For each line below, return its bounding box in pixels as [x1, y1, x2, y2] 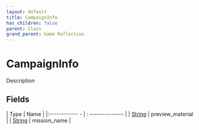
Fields [6, 94, 30, 105]
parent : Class [6, 25, 42, 32]
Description [6, 77, 35, 84]
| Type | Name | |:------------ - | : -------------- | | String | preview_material [6, 110, 194, 117]
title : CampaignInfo [6, 14, 58, 20]
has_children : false [6, 20, 58, 26]
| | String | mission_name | [6, 117, 71, 124]
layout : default [6, 8, 47, 15]
